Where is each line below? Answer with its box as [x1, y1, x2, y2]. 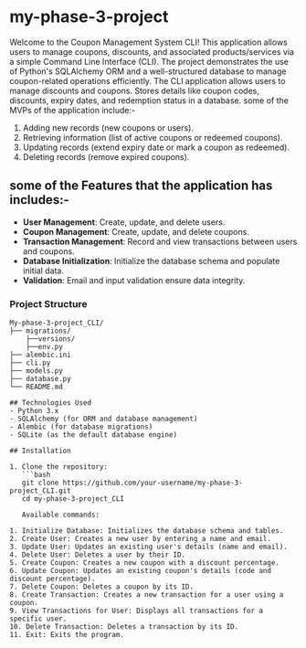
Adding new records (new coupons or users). [22, 122, 195, 133]
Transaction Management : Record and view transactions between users [22, 236, 298, 247]
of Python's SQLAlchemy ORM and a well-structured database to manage [9, 66, 287, 77]
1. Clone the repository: [9, 462, 108, 472]
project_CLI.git [9, 486, 71, 495]
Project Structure [9, 297, 88, 310]
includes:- [9, 192, 70, 207]
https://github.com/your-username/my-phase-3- [62, 478, 244, 488]
